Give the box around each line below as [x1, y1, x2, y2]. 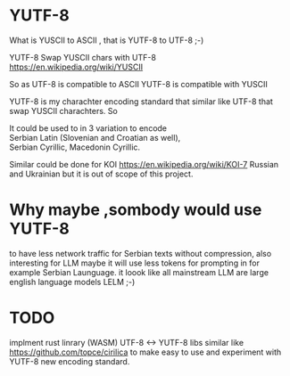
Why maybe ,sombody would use [9, 200, 262, 220]
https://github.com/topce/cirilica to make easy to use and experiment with [9, 347, 282, 357]
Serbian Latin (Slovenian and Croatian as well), [9, 132, 181, 143]
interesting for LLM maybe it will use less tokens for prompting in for [9, 257, 261, 268]
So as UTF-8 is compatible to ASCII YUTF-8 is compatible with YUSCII [9, 78, 268, 89]
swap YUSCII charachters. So [9, 105, 118, 116]
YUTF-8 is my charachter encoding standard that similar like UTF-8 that [9, 95, 274, 107]
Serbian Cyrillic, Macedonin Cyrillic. [9, 142, 141, 152]
